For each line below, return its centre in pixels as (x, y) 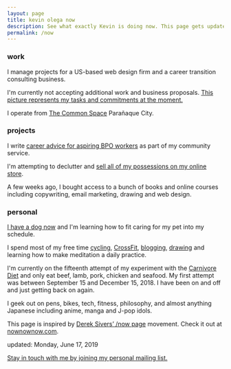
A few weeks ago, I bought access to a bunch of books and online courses (113, 187)
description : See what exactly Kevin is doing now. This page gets (106, 26)
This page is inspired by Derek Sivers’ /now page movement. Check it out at (114, 324)
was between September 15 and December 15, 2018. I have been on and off (114, 283)
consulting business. (36, 79)
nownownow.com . (33, 331)
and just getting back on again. (51, 290)
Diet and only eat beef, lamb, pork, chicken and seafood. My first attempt (111, 276)
